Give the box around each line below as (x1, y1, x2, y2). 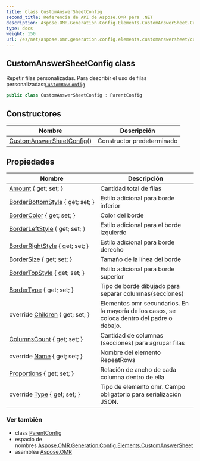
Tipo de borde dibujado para (100, 282, 180, 290)
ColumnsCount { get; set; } (9, 335, 83, 344)
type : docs (6, 25, 33, 32)
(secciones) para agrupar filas (100, 339, 185, 347)
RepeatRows (100, 356, 136, 364)
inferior (100, 202, 121, 210)
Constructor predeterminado (97, 137, 178, 145)
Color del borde (100, 211, 144, 219)
